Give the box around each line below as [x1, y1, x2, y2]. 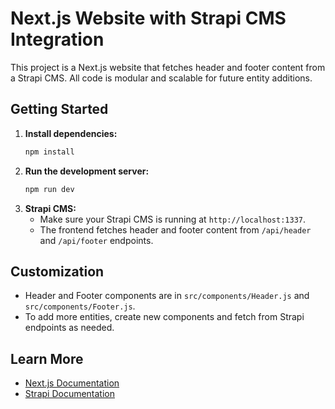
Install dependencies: [24, 127, 118, 139]
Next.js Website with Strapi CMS [10, 7, 287, 30]
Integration [10, 28, 105, 51]
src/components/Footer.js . [24, 300, 136, 312]
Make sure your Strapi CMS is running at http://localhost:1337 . [39, 213, 307, 225]
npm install [24, 147, 75, 157]
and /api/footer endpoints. [39, 234, 154, 246]
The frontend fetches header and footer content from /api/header [39, 223, 312, 236]
